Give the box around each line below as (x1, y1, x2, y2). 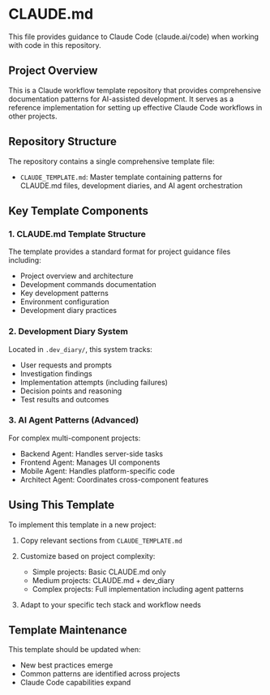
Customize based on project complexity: (19, 551, 156, 560)
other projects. (8, 111, 58, 121)
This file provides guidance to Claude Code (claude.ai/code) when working (8, 32, 259, 41)
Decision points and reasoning (19, 386, 122, 396)
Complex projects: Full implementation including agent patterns (32, 584, 244, 594)
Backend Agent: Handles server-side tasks (19, 448, 164, 458)
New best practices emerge (19, 660, 114, 670)
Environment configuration (19, 297, 109, 307)
